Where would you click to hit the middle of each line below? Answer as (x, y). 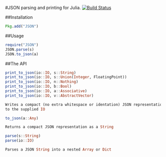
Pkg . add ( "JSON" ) (22, 26)
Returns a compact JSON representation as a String (59, 127)
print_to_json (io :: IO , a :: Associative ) (46, 91)
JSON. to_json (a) (22, 54)
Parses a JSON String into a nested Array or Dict (58, 150)
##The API (16, 63)
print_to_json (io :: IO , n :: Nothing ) (42, 82)
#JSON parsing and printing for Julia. (43, 8)
